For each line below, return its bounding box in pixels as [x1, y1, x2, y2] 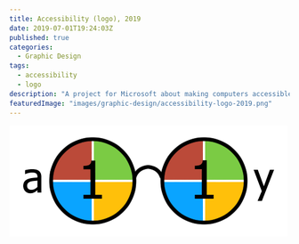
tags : [9, 61, 29, 70]
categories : [9, 43, 53, 52]
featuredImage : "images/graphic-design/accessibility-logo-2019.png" [9, 99, 273, 108]
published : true [9, 33, 69, 42]
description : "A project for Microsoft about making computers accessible [9, 89, 293, 98]
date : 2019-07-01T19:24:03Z [9, 23, 114, 33]
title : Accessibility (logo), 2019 [9, 14, 141, 23]
